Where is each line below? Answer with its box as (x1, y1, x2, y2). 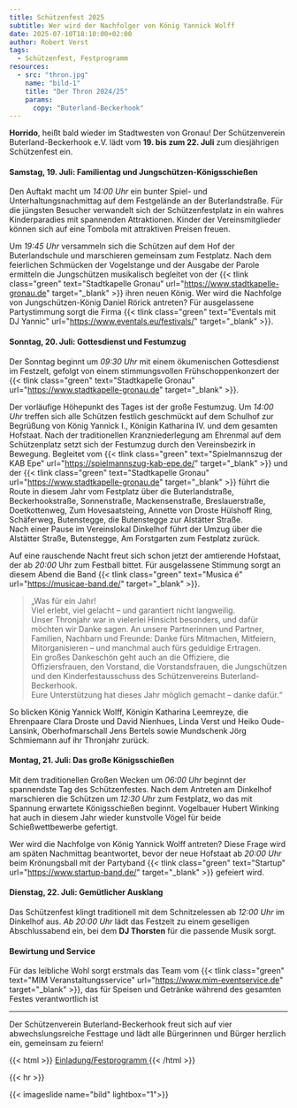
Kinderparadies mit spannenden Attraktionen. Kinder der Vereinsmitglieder (9, 214, 281, 225)
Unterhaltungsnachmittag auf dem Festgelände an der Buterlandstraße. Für (9, 195, 283, 206)
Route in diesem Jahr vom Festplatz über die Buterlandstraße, (9, 485, 234, 496)
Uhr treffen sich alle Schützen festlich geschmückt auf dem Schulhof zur (9, 410, 274, 421)
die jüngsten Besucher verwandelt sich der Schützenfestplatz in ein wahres (9, 205, 285, 216)
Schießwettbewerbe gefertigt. (9, 821, 118, 832)
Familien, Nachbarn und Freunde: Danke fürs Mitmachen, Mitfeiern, (30, 633, 277, 644)
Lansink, (9, 725, 40, 736)
